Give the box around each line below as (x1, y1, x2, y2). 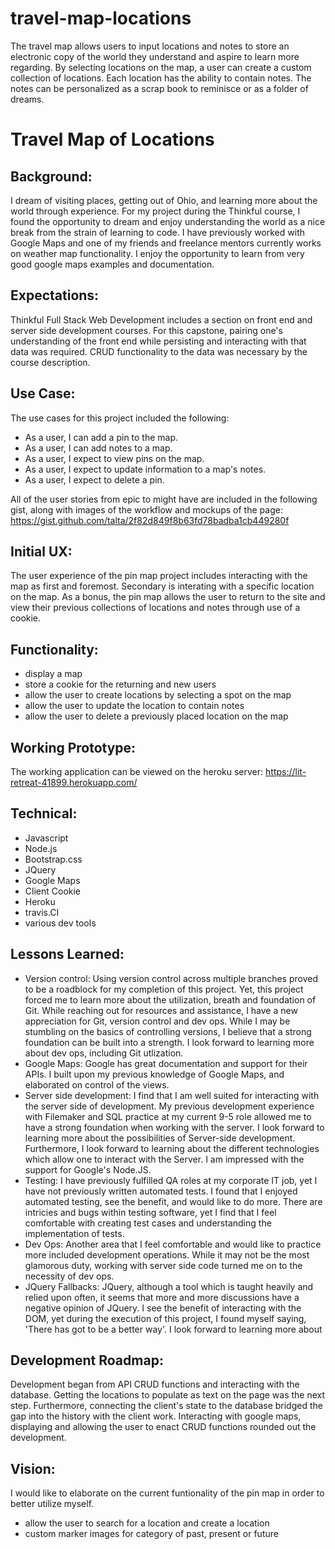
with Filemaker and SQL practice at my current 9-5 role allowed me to (24, 1110, 312, 1122)
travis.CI (24, 906, 60, 918)
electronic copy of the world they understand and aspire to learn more (10, 50, 300, 62)
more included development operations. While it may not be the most (24, 1248, 310, 1261)
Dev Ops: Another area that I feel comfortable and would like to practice (24, 1238, 322, 1250)
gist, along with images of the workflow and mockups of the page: (10, 503, 283, 516)
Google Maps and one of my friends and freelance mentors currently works (10, 237, 322, 249)
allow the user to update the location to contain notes (24, 700, 245, 712)
